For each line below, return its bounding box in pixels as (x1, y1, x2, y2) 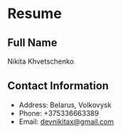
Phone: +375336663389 (18, 108, 99, 118)
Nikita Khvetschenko (7, 56, 75, 66)
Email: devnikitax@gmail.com (18, 117, 115, 126)
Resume (7, 5, 62, 23)
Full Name (7, 36, 57, 49)
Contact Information (7, 79, 109, 92)
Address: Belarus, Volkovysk (18, 100, 112, 110)
